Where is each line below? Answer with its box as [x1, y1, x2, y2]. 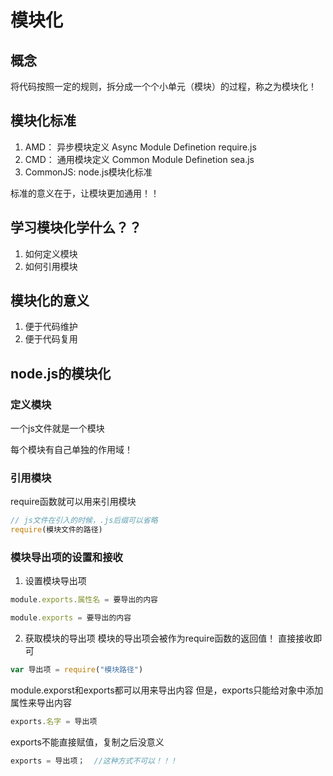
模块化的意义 [10, 292, 90, 310]
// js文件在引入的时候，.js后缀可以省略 [10, 516, 158, 526]
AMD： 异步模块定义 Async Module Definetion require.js [24, 141, 257, 153]
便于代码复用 [24, 333, 78, 345]
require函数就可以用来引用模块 [10, 496, 137, 508]
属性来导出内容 [10, 697, 72, 709]
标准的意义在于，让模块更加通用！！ [10, 187, 160, 199]
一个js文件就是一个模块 [10, 422, 105, 435]
